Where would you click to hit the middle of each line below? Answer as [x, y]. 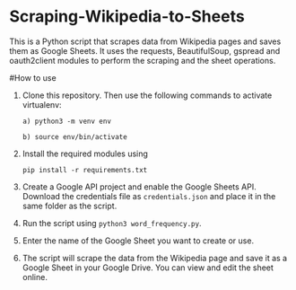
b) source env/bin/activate [74, 136]
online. [35, 277]
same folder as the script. [70, 206]
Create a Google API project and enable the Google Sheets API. [139, 187]
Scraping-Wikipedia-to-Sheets [127, 17]
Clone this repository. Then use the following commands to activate [147, 95]
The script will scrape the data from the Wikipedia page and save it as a [155, 258]
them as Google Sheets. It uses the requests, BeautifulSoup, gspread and [145, 50]
